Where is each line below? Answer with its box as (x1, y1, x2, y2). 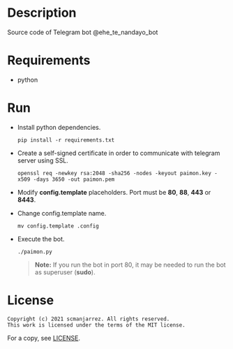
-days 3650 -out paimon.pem (33, 176, 115, 183)
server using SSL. (17, 156, 68, 165)
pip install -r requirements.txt (17, 136, 115, 144)
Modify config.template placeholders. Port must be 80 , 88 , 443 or (17, 188, 211, 196)
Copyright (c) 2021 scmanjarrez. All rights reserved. (7, 315, 170, 322)
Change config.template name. (17, 209, 107, 217)
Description (7, 5, 77, 21)
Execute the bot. (17, 235, 65, 243)
